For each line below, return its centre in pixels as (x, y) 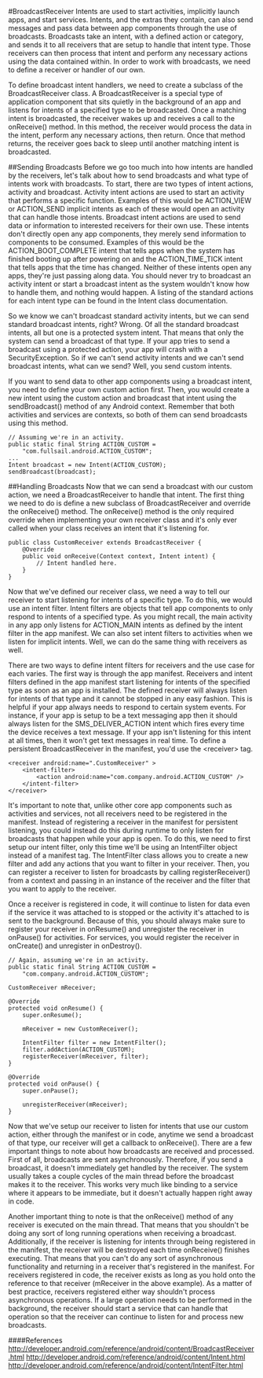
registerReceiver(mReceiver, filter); (86, 1056)
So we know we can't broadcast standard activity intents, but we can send (129, 316)
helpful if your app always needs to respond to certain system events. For (127, 707)
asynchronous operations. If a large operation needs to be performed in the (130, 1300)
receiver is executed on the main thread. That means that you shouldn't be (129, 1225)
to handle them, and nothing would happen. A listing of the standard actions (131, 292)
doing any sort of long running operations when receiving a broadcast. (122, 1233)
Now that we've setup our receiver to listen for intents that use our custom (128, 1126)
